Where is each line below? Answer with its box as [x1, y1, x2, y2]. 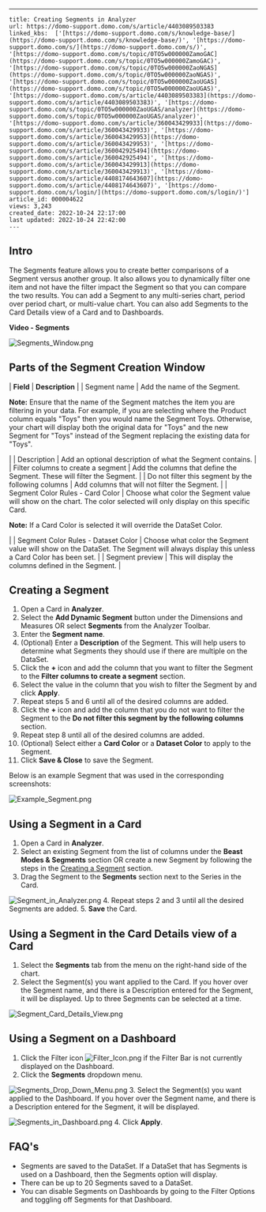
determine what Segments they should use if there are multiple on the [20, 646, 248, 656]
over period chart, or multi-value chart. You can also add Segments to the [9, 299, 249, 308]
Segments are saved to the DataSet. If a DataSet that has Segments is [20, 1161, 248, 1170]
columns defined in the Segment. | [9, 560, 122, 570]
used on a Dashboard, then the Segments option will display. [20, 1169, 218, 1179]
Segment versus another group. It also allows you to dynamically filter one [9, 273, 251, 283]
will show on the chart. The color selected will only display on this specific [9, 496, 251, 506]
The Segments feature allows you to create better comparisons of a [9, 265, 229, 275]
